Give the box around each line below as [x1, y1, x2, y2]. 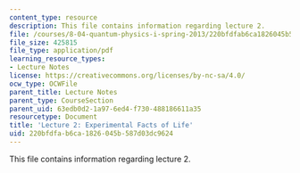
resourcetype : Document [9, 112, 98, 121]
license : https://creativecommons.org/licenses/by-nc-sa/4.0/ [9, 71, 246, 80]
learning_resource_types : [9, 54, 105, 63]
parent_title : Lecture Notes [9, 87, 118, 96]
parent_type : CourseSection [9, 95, 114, 105]
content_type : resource [9, 12, 98, 22]
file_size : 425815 [9, 37, 78, 47]
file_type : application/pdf [9, 46, 114, 55]
